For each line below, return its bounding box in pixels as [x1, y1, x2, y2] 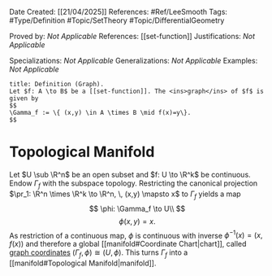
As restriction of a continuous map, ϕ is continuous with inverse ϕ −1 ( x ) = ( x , [9, 229, 263, 240]
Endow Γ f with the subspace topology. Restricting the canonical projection [9, 178, 258, 190]
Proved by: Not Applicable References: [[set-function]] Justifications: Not [9, 32, 255, 41]
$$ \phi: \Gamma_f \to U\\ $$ [89, 204, 186, 213]
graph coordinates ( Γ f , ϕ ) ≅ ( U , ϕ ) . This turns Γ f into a [9, 248, 188, 259]
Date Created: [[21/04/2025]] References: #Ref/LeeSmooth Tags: [9, 7, 228, 16]
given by [9, 94, 39, 103]
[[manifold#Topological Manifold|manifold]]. [9, 258, 157, 268]
